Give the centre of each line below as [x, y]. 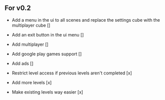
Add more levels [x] [32, 82]
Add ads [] [22, 63]
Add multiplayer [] [30, 44]
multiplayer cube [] [31, 25]
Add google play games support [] [47, 54]
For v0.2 [18, 8]
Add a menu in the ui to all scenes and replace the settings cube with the [86, 20]
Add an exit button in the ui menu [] [48, 34]
